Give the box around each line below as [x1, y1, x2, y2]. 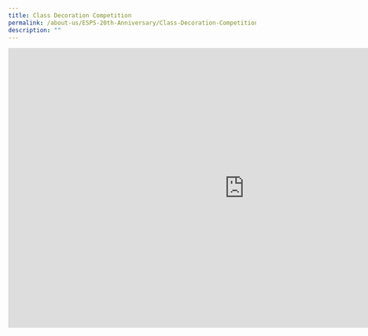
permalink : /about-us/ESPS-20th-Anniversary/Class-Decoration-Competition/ [8, 19, 262, 27]
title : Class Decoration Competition [8, 11, 132, 20]
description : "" [8, 26, 61, 34]
